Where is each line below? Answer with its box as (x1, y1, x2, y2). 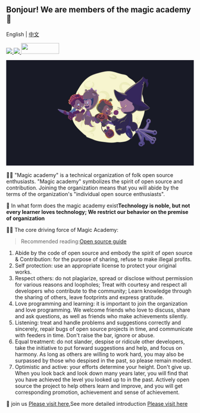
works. (14, 268, 32, 276)
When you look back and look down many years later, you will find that (14, 369, 189, 377)
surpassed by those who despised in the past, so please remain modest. (14, 357, 193, 364)
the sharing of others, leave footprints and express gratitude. (14, 294, 164, 301)
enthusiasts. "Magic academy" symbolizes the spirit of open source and (6, 178, 183, 185)
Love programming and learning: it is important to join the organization (14, 300, 188, 308)
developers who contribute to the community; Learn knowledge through (14, 287, 192, 294)
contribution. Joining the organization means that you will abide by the (6, 184, 179, 191)
